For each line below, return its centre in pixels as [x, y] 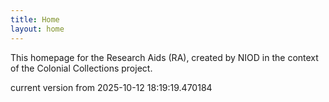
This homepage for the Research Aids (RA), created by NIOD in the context [164, 57]
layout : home [37, 29]
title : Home [35, 19]
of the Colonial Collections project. [81, 68]
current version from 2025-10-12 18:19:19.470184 [111, 87]
